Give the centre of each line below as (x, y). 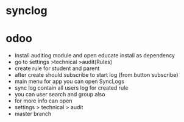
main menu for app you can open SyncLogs (69, 81)
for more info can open (43, 101)
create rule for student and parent (57, 68)
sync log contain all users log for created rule (71, 88)
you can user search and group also (60, 95)
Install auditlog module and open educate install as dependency (94, 56)
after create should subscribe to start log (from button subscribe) (96, 75)
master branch (33, 114)
